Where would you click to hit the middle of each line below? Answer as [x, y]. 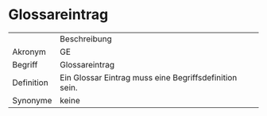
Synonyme [32, 100]
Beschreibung [86, 39]
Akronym [29, 52]
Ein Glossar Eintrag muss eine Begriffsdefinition [148, 77]
